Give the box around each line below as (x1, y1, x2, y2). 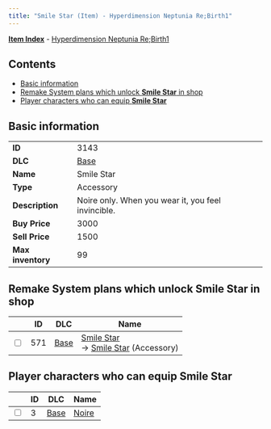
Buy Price (12, 218, 51, 229)
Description (12, 200, 59, 211)
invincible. (77, 205, 115, 217)
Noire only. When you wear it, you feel (77, 195, 222, 206)
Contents (8, 57, 56, 71)
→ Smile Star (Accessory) (81, 343, 179, 354)
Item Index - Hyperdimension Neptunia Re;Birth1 (8, 34, 169, 44)
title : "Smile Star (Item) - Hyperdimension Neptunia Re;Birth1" (8, 11, 232, 20)
